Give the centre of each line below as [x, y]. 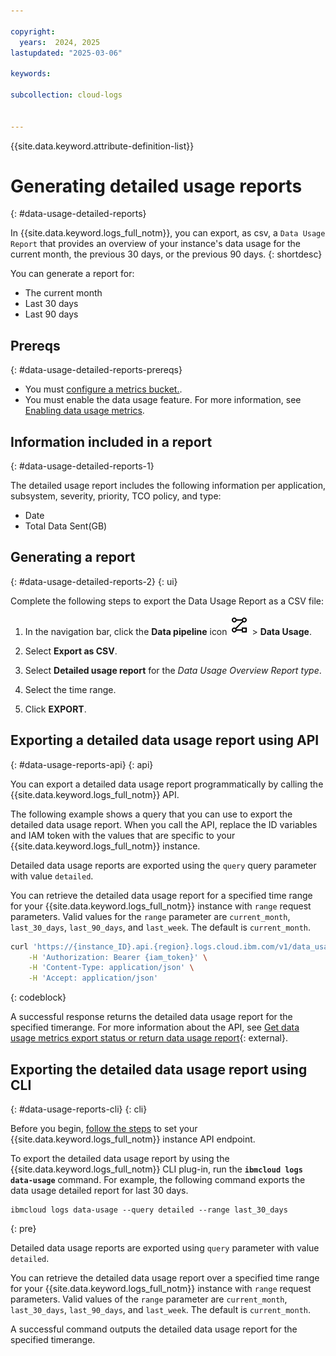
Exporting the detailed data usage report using [159, 1069]
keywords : [31, 74]
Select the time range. [70, 689]
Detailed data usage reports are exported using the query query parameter [163, 865]
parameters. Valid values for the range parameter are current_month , [150, 916]
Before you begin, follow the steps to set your [104, 1128]
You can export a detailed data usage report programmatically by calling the [167, 784]
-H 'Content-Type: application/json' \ [111, 968]
